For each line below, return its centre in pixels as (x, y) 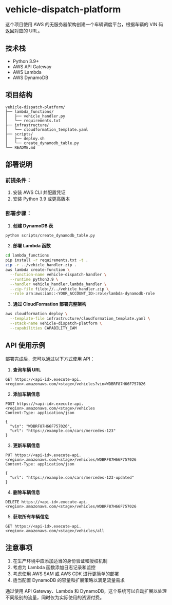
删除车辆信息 (26, 492)
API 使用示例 (25, 346)
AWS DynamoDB (31, 77)
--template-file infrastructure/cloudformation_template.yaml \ (80, 319)
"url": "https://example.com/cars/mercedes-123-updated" (72, 477)
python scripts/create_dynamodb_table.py (50, 235)
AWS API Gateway (32, 66)
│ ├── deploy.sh (25, 139)
